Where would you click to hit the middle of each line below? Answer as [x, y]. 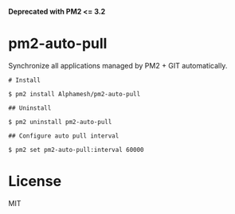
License [35, 181]
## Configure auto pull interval [64, 136]
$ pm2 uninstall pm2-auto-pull [60, 122]
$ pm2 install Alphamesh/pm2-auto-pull [74, 94]
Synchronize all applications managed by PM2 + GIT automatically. [118, 65]
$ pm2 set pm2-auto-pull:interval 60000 [76, 150]
